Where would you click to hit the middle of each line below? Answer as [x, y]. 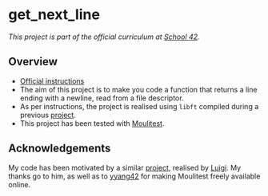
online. [19, 184]
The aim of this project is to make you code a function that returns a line [138, 89]
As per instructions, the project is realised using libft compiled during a [139, 106]
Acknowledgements [60, 149]
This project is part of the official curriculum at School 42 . [104, 37]
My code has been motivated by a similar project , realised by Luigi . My [125, 167]
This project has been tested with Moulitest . [92, 123]
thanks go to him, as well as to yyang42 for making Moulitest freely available [134, 176]
